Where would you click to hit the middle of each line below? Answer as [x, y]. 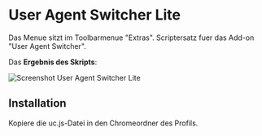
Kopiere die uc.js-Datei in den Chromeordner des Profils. [103, 123]
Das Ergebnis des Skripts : [53, 62]
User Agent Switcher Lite [95, 15]
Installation [37, 103]
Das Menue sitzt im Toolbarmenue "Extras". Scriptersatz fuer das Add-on [131, 37]
